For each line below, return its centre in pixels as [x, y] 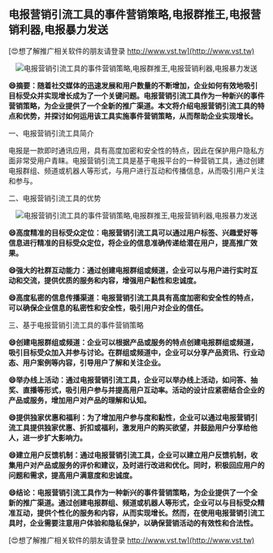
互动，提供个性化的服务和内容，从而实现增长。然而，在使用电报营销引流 [136, 512]
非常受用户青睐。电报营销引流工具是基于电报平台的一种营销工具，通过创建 [140, 160]
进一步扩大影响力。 [54, 438]
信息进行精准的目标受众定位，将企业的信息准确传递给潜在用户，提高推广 [129, 243]
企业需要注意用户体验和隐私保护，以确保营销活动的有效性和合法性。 [143, 523]
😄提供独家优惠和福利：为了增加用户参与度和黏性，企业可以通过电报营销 [130, 417]
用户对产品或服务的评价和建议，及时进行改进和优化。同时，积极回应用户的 [140, 464]
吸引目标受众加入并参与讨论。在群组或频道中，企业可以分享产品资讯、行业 [133, 352]
